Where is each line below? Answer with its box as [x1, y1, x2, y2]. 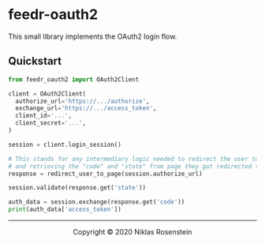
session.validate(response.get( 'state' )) [8, 184, 147, 192]
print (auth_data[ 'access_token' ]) [8, 205, 122, 214]
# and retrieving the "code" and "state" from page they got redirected [8, 162, 252, 171]
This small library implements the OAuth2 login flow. [8, 32, 177, 41]
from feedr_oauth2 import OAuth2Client [8, 75, 140, 84]
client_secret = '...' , [15, 119, 87, 127]
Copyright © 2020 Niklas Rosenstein [73, 227, 192, 236]
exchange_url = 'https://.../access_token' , [15, 104, 157, 112]
